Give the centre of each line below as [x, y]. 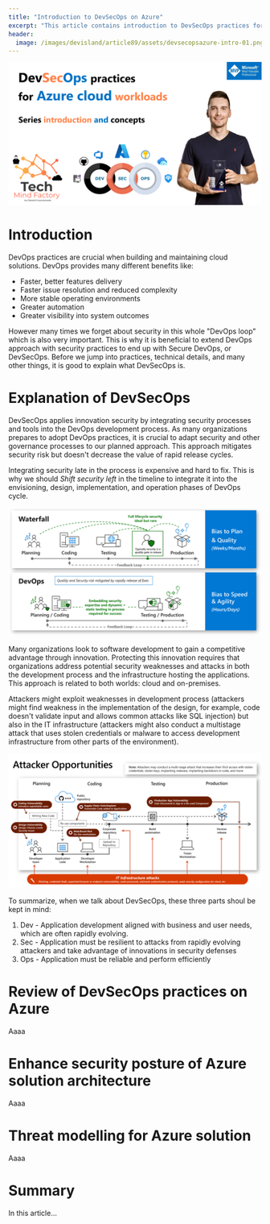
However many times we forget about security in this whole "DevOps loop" [132, 331]
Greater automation [52, 307]
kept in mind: [30, 910]
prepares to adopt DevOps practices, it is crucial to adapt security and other [134, 437]
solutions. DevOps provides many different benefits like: [101, 265]
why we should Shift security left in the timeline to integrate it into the [123, 479]
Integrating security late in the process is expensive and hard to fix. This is [131, 470]
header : [21, 34]
